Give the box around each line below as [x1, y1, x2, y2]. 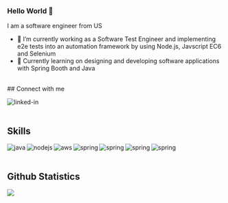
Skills [7, 125, 31, 136]
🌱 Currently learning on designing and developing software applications [16, 57, 220, 65]
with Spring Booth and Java [16, 64, 96, 73]
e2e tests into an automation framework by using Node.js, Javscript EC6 [16, 43, 222, 51]
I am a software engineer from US [7, 22, 103, 30]
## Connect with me [7, 85, 65, 93]
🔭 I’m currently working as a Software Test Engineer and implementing [16, 35, 216, 43]
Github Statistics [7, 171, 80, 182]
